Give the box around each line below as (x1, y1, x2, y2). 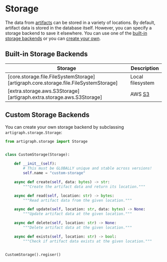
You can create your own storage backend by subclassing (5, 124, 124, 130)
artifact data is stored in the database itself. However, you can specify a (5, 24, 152, 30)
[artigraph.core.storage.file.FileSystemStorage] (7, 79, 118, 86)
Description (131, 64, 159, 71)
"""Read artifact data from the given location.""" (23, 198, 133, 203)
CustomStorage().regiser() (5, 252, 61, 257)
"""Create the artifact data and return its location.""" (23, 184, 146, 189)
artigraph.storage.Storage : (5, 129, 63, 135)
